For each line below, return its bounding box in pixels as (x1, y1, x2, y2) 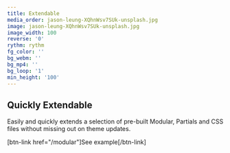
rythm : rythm (7, 42, 45, 49)
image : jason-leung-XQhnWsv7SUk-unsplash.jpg (7, 23, 139, 30)
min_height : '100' (7, 73, 60, 81)
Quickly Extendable (7, 99, 93, 110)
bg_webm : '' (7, 55, 41, 62)
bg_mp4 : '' (7, 61, 38, 68)
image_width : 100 (7, 29, 57, 36)
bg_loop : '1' (7, 67, 45, 74)
